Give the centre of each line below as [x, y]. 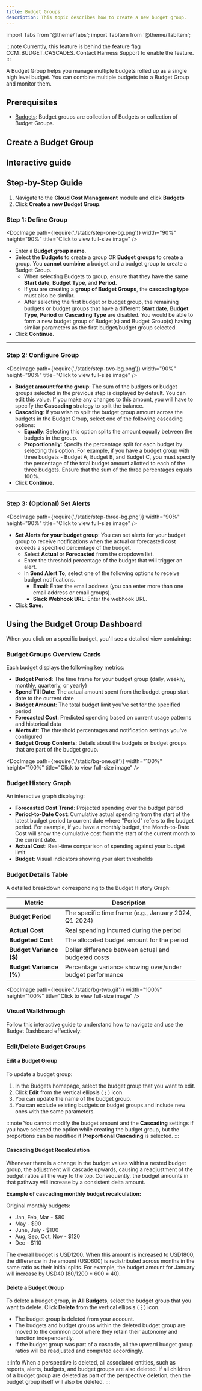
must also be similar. [49, 296]
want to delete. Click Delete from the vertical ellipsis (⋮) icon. [83, 1307]
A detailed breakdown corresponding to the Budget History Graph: [89, 888]
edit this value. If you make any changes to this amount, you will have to [104, 399]
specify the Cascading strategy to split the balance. [79, 406]
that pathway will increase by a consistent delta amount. [76, 1182]
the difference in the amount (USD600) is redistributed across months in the [100, 1261]
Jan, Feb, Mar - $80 [40, 1218]
